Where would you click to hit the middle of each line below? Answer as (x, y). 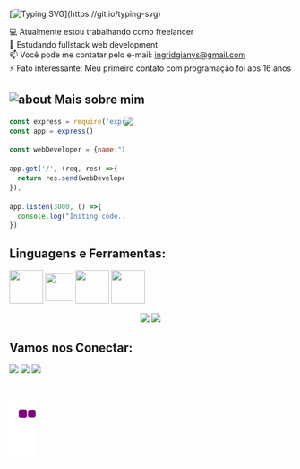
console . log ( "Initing (58, 216)
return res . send (47, 178)
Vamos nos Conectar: (71, 347)
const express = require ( (57, 121)
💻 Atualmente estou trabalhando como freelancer (102, 32)
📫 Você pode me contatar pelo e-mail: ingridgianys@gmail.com (128, 55)
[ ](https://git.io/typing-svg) (85, 14)
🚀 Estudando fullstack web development (84, 44)
